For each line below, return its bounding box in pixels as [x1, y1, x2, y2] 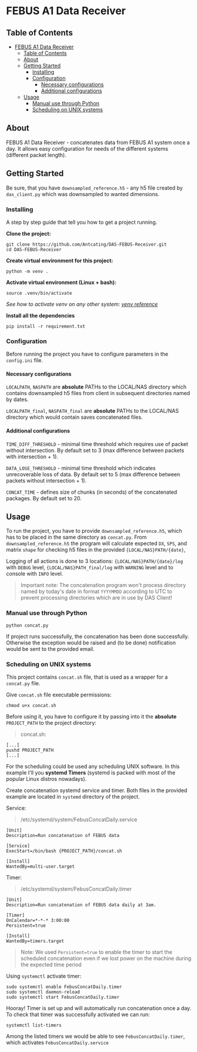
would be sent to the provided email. [6, 645, 95, 652]
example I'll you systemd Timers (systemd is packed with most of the [6, 769, 175, 776]
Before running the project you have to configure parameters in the [6, 350, 169, 358]
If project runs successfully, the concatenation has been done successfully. [6, 633, 189, 640]
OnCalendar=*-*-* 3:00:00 [6, 917, 69, 924]
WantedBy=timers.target [6, 938, 65, 944]
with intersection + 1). [6, 453, 59, 460]
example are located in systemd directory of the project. [6, 793, 140, 800]
